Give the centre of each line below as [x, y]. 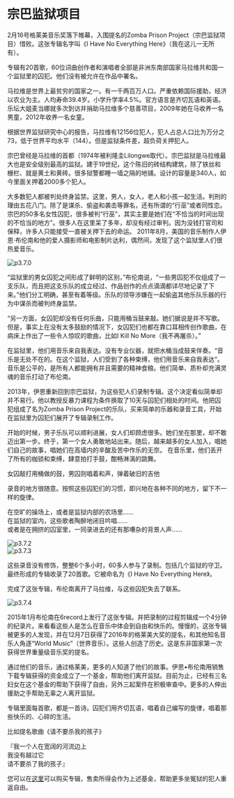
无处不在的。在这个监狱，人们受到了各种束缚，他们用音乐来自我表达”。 [122, 359]
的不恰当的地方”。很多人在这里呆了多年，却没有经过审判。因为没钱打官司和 [116, 222]
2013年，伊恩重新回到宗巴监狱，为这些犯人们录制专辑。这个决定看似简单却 [115, 391]
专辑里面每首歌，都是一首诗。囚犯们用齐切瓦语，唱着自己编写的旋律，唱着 [114, 708]
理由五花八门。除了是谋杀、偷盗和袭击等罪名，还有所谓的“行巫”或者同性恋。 [117, 205]
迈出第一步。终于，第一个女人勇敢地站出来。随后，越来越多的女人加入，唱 [114, 441]
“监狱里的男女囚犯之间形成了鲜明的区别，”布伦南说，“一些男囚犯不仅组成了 [114, 277]
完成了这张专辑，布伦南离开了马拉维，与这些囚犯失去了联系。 [96, 589]
